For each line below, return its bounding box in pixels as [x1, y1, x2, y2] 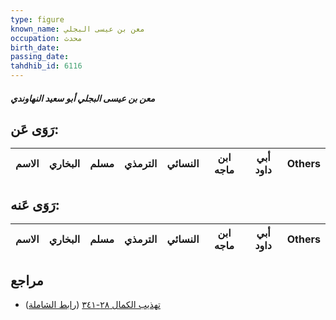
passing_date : [10, 52, 70, 62]
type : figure [10, 14, 65, 25]
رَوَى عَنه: [10, 196, 60, 213]
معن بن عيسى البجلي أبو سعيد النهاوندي [10, 92, 155, 104]
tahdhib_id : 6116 [10, 61, 83, 71]
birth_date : [10, 42, 60, 53]
